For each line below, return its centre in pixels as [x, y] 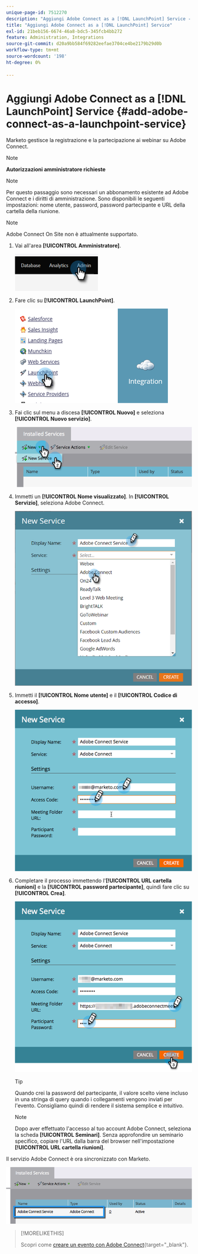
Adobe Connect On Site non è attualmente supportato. [72, 234]
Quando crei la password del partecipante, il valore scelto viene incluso [101, 1093]
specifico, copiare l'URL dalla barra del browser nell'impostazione [95, 1141]
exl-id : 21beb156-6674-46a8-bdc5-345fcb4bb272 [64, 31]
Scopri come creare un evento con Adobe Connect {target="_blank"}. [104, 1245]
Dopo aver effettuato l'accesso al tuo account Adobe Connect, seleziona [103, 1128]
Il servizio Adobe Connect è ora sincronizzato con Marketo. [78, 1159]
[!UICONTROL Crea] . [40, 893]
